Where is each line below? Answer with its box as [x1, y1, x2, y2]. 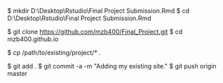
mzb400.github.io [7, 35, 59, 43]
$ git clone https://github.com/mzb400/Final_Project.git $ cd [7, 28, 183, 36]
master [7, 70, 28, 77]
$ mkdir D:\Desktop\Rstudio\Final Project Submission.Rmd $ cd [7, 7, 190, 15]
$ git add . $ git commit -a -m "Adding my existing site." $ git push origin [7, 62, 217, 70]
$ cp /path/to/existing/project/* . [7, 49, 102, 56]
